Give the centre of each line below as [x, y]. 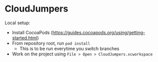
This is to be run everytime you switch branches [69, 48]
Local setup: [18, 23]
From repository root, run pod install [51, 43]
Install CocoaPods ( [32, 32]
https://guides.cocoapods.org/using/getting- [99, 32]
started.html [24, 38]
